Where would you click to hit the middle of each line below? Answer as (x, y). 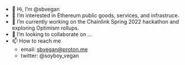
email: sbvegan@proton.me (54, 49)
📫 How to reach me (36, 41)
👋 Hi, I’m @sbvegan (36, 9)
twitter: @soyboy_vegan (50, 56)
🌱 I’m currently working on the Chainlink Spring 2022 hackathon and (95, 22)
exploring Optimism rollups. (45, 28)
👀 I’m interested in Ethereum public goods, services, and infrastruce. (95, 15)
